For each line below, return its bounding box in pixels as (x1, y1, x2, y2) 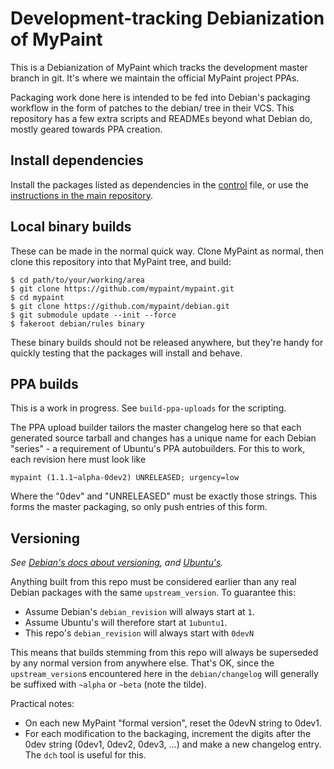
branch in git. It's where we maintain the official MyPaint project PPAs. (10, 72, 300, 84)
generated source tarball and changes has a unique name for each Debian (10, 432, 317, 444)
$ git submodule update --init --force (10, 310, 177, 320)
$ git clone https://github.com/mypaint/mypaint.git (10, 283, 235, 294)
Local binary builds (10, 218, 132, 236)
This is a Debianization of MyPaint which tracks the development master (10, 61, 308, 73)
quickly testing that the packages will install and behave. (10, 347, 243, 359)
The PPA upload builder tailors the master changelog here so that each (10, 422, 302, 434)
